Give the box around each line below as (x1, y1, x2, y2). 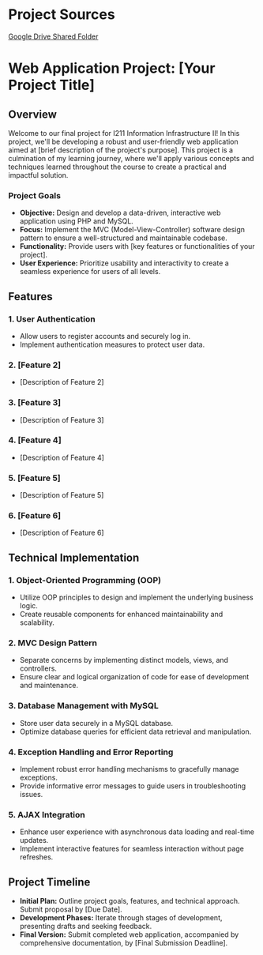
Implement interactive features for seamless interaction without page (19, 844, 245, 854)
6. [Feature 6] (8, 510, 62, 521)
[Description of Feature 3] (19, 415, 104, 424)
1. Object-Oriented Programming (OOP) (8, 574, 162, 585)
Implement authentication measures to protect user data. (19, 340, 205, 349)
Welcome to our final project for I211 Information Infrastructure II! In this (8, 128, 240, 137)
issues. (19, 789, 43, 799)
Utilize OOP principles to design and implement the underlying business (19, 592, 254, 602)
